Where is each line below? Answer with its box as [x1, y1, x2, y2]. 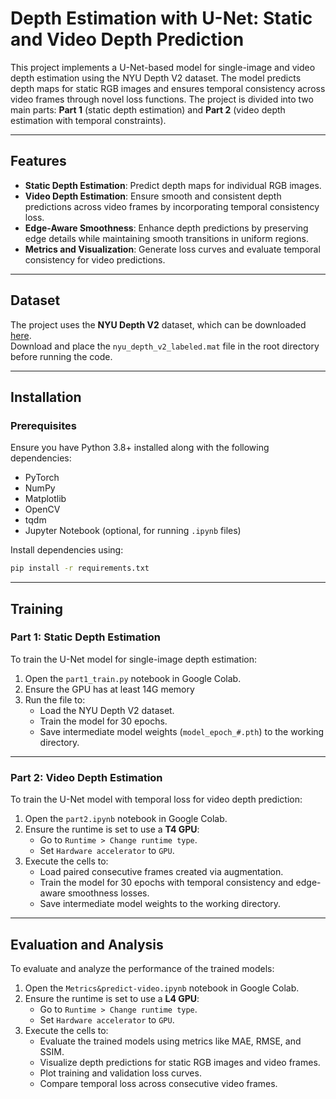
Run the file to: [24, 693, 86, 706]
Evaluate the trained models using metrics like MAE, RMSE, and [39, 1035, 302, 1047]
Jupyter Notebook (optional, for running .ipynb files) [24, 525, 242, 537]
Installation [10, 388, 82, 406]
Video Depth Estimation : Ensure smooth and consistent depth [24, 190, 282, 202]
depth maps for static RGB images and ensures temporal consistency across [10, 82, 326, 94]
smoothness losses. [67, 887, 150, 899]
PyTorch [24, 472, 60, 484]
